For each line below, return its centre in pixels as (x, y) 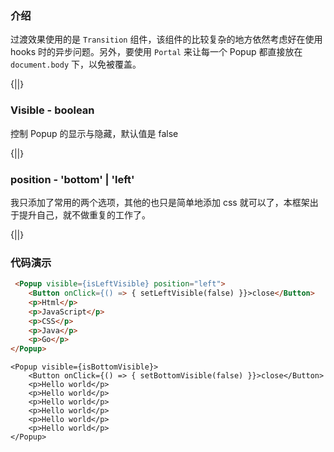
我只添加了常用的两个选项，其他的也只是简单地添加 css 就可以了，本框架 (160, 202)
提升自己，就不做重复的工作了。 (84, 214)
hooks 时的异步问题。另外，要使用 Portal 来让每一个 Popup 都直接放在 (156, 52)
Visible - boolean (52, 110)
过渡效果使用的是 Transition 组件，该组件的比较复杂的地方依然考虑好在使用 (166, 39)
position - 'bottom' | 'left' (72, 179)
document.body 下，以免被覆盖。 (76, 64)
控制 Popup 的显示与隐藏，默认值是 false (94, 133)
